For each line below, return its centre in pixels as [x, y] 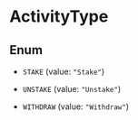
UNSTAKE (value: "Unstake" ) [71, 89]
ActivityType [59, 17]
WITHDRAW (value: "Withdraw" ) [76, 106]
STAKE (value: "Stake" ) [64, 71]
